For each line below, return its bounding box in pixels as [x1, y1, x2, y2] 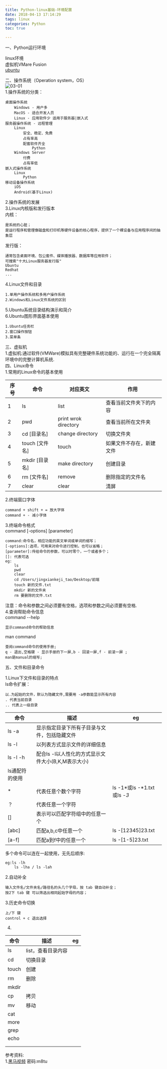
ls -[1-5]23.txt [112, 836, 149, 843]
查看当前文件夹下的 [105, 399, 151, 406]
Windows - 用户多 [14, 105, 48, 110]
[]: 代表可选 [5, 554, 29, 559]
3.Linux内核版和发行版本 [5, 205, 55, 211]
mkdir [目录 [22, 457, 49, 464]
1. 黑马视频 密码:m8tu [5, 1059, 48, 1065]
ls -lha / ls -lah [14, 865, 52, 870]
